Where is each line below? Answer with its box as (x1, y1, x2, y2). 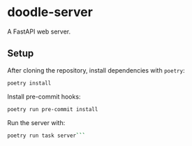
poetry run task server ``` (7, 132, 86, 139)
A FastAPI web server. (7, 27, 71, 36)
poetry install (7, 80, 52, 87)
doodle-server (7, 4, 93, 20)
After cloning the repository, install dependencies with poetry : (7, 66, 185, 74)
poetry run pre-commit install (7, 105, 98, 112)
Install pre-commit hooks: (7, 92, 81, 101)
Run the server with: (7, 118, 66, 126)
